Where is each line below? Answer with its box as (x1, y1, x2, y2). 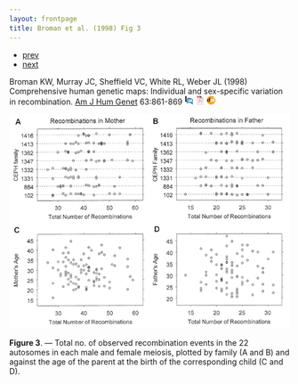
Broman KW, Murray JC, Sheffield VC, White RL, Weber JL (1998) (9, 76, 248, 86)
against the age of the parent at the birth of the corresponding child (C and (9, 356, 284, 367)
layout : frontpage (9, 14, 77, 23)
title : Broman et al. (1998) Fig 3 (9, 23, 141, 33)
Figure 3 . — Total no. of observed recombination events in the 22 (9, 338, 249, 348)
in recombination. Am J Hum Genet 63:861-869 (9, 96, 183, 107)
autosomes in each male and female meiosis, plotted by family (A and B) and (9, 347, 290, 358)
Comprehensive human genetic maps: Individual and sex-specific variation (9, 86, 283, 96)
